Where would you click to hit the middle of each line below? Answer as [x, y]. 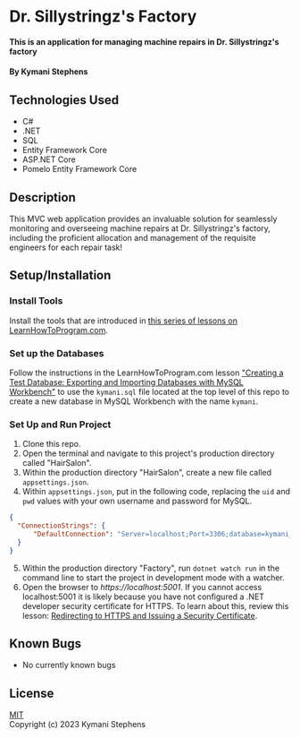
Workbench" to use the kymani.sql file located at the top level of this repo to [150, 391]
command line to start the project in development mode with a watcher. [154, 577]
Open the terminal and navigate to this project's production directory [148, 453]
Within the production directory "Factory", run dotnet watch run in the [150, 568]
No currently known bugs [69, 665]
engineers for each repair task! [66, 247]
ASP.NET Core [49, 159]
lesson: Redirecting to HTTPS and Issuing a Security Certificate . [140, 615]
